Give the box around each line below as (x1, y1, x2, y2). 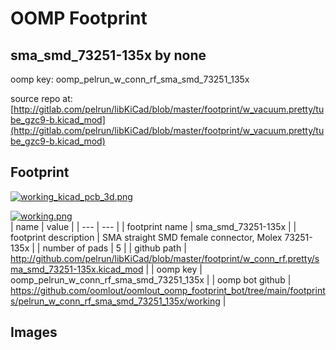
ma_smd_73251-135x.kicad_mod (10, 263, 144, 275)
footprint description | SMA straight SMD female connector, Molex (10, 231, 283, 243)
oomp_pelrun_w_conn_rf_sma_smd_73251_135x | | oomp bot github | (10, 273, 292, 286)
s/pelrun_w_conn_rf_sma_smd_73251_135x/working (10, 295, 221, 307)
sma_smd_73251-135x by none (10, 47, 207, 64)
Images (10, 324, 58, 341)
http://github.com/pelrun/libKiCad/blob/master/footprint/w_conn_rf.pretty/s (10, 252, 320, 264)
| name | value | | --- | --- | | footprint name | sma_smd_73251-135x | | (10, 220, 297, 232)
